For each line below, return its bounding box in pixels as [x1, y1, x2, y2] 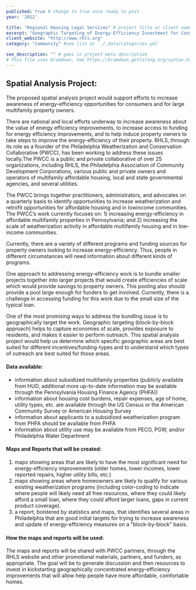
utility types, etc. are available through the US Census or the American [14, 401, 184, 408]
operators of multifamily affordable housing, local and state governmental [6, 174, 183, 181]
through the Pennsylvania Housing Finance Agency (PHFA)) [14, 389, 158, 396]
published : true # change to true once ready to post [6, 8, 140, 15]
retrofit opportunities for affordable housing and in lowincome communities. [6, 204, 188, 211]
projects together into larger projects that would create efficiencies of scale [6, 276, 188, 283]
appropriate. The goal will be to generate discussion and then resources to [6, 560, 185, 567]
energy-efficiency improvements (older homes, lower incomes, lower [14, 465, 181, 472]
